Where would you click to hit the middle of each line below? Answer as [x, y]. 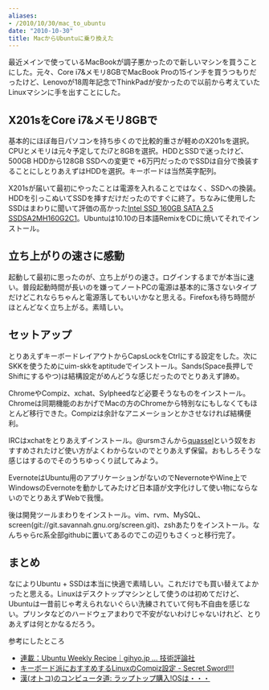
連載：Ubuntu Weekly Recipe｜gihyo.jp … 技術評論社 [107, 658]
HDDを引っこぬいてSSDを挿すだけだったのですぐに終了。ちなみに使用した [132, 199]
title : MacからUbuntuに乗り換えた [61, 38]
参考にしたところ [37, 641]
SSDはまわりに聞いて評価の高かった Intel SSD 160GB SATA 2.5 [111, 208]
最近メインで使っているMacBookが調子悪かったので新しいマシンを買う [126, 62]
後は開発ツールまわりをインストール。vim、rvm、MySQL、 [107, 515]
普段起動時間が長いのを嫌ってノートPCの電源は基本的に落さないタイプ [139, 287]
